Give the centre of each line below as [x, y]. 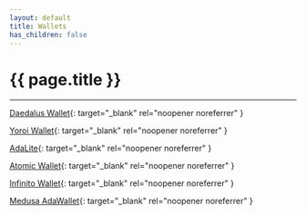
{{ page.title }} [66, 79]
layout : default [40, 18]
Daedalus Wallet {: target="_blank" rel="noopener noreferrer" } [127, 113]
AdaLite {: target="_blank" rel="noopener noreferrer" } [111, 148]
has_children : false [49, 34]
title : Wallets [38, 26]
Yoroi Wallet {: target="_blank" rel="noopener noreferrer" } [118, 131]
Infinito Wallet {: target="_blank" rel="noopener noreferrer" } [122, 183]
